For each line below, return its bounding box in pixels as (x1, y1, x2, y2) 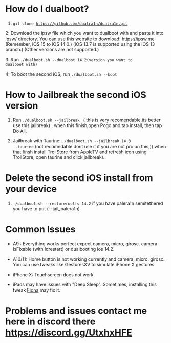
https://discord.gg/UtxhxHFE (5, 327, 132, 338)
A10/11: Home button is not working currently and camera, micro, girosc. (12, 256, 165, 262)
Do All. (12, 128, 27, 134)
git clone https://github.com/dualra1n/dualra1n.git (12, 21, 128, 26)
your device (5, 183, 57, 195)
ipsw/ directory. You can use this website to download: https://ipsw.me (5, 35, 155, 42)
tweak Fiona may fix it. (12, 286, 60, 293)
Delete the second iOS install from (5, 172, 154, 184)
